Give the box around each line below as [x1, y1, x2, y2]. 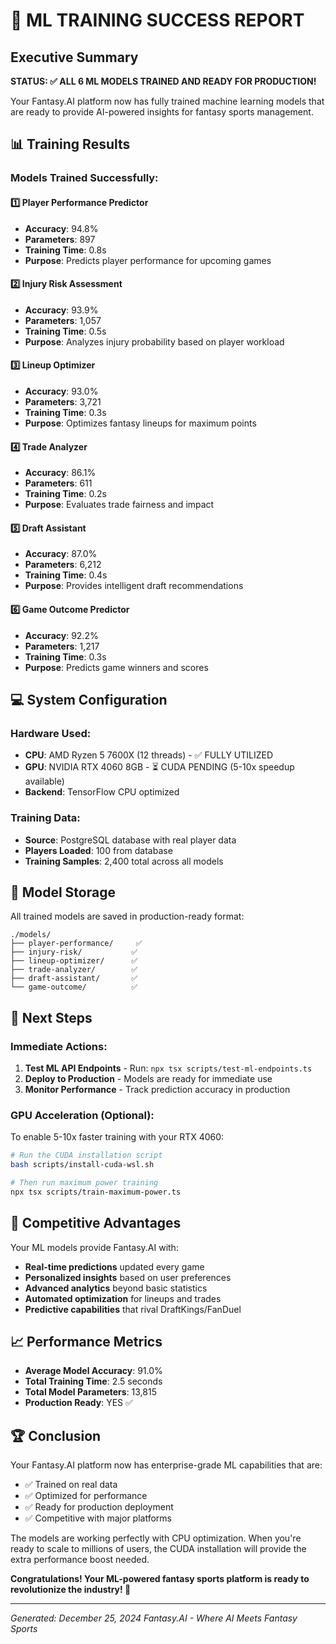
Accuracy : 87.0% [24, 548, 98, 560]
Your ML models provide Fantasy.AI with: [10, 1241, 179, 1253]
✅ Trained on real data [24, 1479, 118, 1491]
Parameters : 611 [24, 477, 93, 489]
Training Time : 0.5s [24, 325, 107, 337]
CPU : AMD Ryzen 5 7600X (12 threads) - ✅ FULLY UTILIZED [24, 749, 274, 761]
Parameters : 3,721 [24, 395, 102, 408]
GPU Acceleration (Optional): [10, 1108, 155, 1122]
